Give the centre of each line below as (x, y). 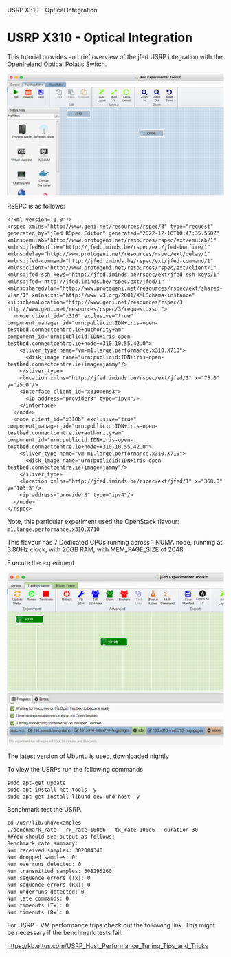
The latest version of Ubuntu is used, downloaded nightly (88, 756)
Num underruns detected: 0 (46, 892)
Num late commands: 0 (38, 898)
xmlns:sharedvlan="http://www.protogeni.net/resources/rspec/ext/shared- (115, 288)
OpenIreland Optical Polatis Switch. (57, 64)
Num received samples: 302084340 (55, 850)
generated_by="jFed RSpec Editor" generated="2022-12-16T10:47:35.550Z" (113, 233)
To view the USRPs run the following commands (75, 769)
